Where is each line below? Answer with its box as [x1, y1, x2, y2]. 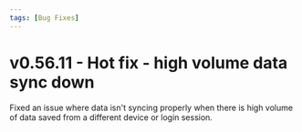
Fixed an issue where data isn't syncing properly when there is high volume [9, 102, 294, 113]
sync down [9, 72, 95, 92]
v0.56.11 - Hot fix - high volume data [9, 52, 288, 73]
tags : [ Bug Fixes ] [9, 13, 79, 23]
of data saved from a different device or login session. [9, 111, 213, 123]
